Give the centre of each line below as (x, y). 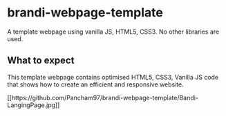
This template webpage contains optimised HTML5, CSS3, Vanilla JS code (113, 77)
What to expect (41, 61)
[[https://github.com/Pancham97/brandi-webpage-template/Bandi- (103, 97)
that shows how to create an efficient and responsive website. (96, 84)
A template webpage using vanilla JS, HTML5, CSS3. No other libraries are (113, 32)
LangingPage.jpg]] (34, 105)
